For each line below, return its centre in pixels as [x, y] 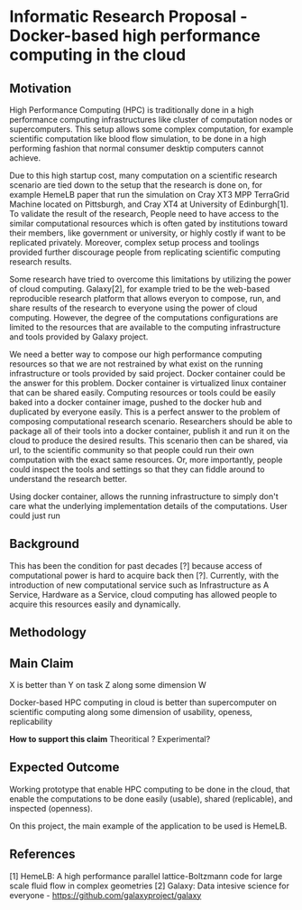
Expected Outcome [64, 768]
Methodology [48, 632]
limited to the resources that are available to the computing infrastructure [145, 327]
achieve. [25, 158]
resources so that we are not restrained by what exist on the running [136, 364]
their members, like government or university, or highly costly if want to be [147, 233]
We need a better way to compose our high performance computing [136, 354]
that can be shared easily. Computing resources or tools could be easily [143, 393]
